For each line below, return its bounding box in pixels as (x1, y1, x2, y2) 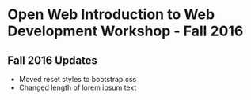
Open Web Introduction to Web (7, 6, 215, 24)
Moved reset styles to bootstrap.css (18, 75, 137, 83)
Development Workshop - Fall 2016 (7, 22, 244, 40)
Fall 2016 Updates (7, 54, 98, 67)
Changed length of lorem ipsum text (18, 83, 137, 92)
